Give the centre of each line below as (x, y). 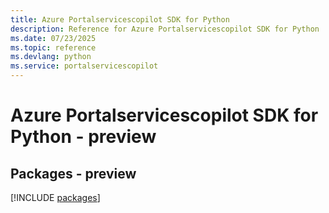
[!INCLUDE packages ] (55, 197)
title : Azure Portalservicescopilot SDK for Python (120, 19)
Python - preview (83, 137)
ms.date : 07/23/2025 (53, 38)
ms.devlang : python (51, 57)
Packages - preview (73, 173)
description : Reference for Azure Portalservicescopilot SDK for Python (165, 29)
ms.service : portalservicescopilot (84, 66)
